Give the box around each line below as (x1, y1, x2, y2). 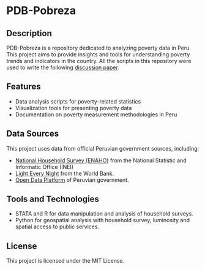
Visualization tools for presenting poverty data (15, 104, 132, 111)
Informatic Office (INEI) (15, 163, 74, 170)
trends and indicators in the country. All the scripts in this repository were (6, 58, 192, 64)
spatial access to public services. (15, 223, 100, 230)
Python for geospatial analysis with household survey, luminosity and (15, 217, 190, 224)
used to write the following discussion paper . (6, 64, 119, 71)
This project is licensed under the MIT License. (6, 257, 125, 264)
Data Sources (6, 129, 59, 139)
